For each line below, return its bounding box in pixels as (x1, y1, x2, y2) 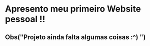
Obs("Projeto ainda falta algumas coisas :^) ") (5, 33, 146, 41)
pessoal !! (5, 14, 45, 25)
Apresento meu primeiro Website (5, 3, 141, 15)
